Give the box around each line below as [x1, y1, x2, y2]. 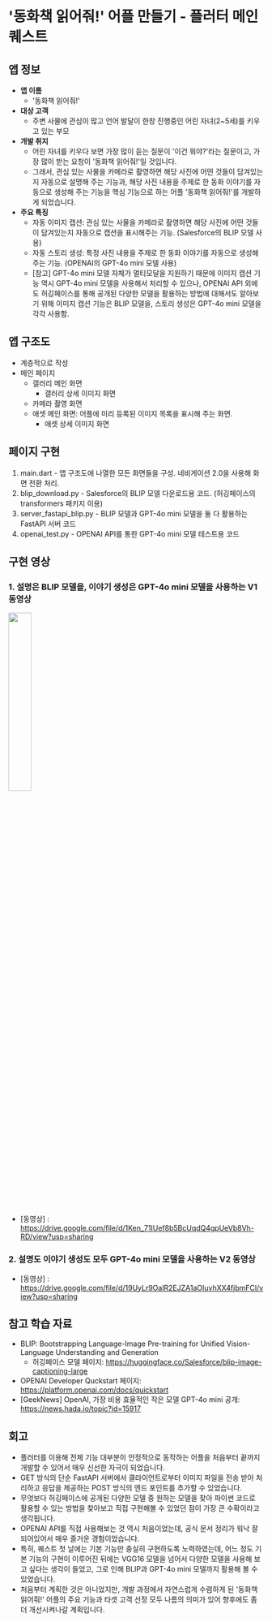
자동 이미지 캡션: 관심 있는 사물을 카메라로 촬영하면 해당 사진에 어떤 [32, 218, 244, 227]
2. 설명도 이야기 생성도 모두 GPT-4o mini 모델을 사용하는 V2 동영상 [8, 1253, 257, 1265]
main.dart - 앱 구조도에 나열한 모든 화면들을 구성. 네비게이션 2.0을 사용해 [19, 468, 252, 477]
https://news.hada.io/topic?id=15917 [19, 1404, 142, 1413]
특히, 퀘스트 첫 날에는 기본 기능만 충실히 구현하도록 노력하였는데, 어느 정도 [19, 1544, 253, 1554]
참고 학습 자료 [8, 1317, 73, 1331]
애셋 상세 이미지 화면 [44, 419, 110, 429]
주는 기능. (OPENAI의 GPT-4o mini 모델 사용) [32, 258, 176, 268]
